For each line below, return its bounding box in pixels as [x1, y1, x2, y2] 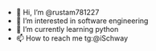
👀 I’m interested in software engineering [15, 16, 149, 25]
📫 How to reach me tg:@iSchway [15, 33, 129, 43]
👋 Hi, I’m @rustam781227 [15, 8, 100, 17]
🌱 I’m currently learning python [15, 25, 119, 33]
